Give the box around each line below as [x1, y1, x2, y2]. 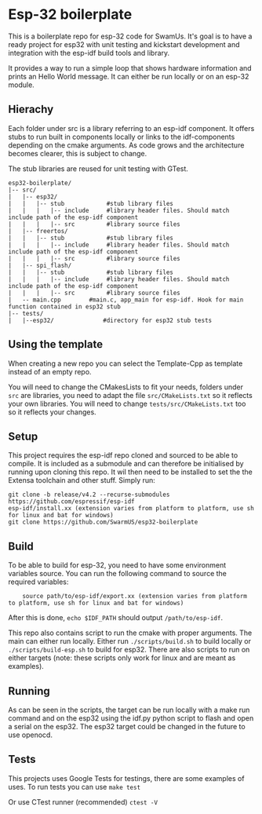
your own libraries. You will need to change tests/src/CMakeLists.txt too [8, 399, 246, 408]
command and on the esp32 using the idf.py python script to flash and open [8, 714, 254, 723]
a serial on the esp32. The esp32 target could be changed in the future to [8, 722, 246, 731]
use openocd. [8, 730, 53, 739]
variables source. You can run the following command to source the [8, 569, 227, 579]
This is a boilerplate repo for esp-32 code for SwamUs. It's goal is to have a [8, 31, 253, 41]
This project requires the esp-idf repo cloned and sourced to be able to [8, 451, 238, 460]
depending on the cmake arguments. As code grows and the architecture [8, 140, 245, 150]
